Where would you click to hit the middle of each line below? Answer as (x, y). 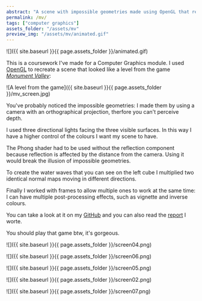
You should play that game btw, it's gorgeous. (63, 233)
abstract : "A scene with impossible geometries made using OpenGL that (98, 12)
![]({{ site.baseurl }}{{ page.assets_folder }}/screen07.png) (78, 291)
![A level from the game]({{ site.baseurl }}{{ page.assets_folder (84, 87)
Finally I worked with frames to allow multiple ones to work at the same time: (101, 191)
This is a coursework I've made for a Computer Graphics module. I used (95, 63)
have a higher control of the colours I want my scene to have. (82, 137)
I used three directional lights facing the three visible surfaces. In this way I (99, 130)
